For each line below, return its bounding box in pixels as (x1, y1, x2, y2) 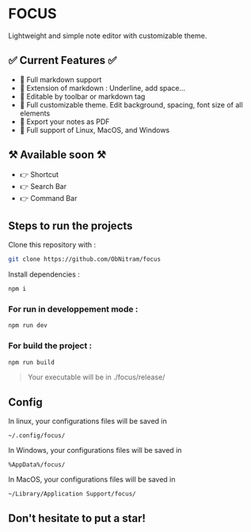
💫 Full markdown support (19, 74, 102, 84)
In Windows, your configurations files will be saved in (8, 446, 182, 455)
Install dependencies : (8, 270, 81, 279)
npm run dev (8, 322, 48, 330)
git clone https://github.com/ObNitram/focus (8, 255, 161, 263)
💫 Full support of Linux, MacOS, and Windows (19, 125, 170, 134)
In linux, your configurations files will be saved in (8, 417, 168, 426)
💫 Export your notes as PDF (19, 116, 110, 126)
